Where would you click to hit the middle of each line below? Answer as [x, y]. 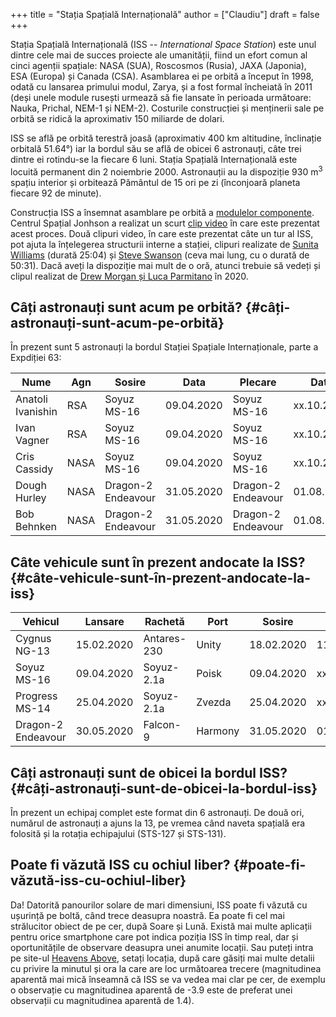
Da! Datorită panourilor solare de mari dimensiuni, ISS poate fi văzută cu [159, 905]
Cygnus [33, 639]
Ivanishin [36, 412]
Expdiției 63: [36, 358]
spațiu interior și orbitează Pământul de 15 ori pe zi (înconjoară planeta [155, 182]
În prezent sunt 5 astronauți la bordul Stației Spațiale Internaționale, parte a [164, 347]
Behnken [36, 527]
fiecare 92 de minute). [56, 193]
